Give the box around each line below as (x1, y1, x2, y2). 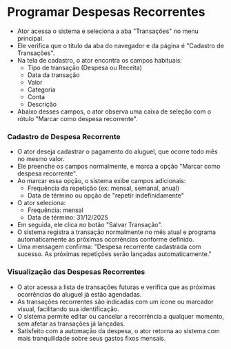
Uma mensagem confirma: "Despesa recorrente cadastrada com (17, 242, 201, 251)
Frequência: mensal (27, 206, 84, 214)
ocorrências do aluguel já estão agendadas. (17, 290, 142, 298)
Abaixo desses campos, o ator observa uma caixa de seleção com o (17, 107, 212, 116)
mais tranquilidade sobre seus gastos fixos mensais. (17, 334, 166, 342)
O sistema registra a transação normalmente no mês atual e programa (17, 228, 216, 236)
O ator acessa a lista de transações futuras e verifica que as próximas (17, 283, 216, 291)
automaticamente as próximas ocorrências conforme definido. (17, 235, 194, 244)
